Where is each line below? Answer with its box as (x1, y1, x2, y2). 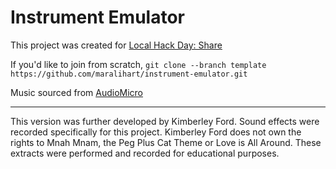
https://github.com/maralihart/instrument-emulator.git (10, 69, 248, 79)
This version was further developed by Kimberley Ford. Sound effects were (10, 115, 320, 127)
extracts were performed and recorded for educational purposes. (10, 147, 280, 159)
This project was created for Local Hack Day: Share (10, 39, 223, 51)
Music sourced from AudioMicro (10, 86, 143, 98)
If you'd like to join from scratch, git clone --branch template (10, 58, 267, 70)
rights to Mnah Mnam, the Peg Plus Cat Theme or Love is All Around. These (10, 136, 322, 148)
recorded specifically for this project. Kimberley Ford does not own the (10, 126, 302, 138)
